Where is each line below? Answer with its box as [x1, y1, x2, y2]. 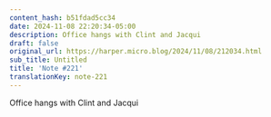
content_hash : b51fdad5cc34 [9, 13, 116, 23]
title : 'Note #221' [9, 64, 84, 73]
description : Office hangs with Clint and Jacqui [9, 30, 202, 39]
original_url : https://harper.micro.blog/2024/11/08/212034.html [9, 47, 262, 56]
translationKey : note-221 [9, 73, 107, 82]
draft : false [9, 38, 59, 48]
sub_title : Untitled [9, 55, 88, 64]
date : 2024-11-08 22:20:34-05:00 [9, 22, 136, 31]
